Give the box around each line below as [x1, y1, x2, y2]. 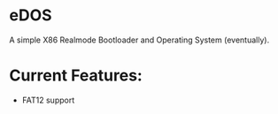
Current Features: [9, 65, 143, 86]
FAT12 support [21, 95, 75, 105]
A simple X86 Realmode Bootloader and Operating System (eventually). [9, 34, 270, 45]
